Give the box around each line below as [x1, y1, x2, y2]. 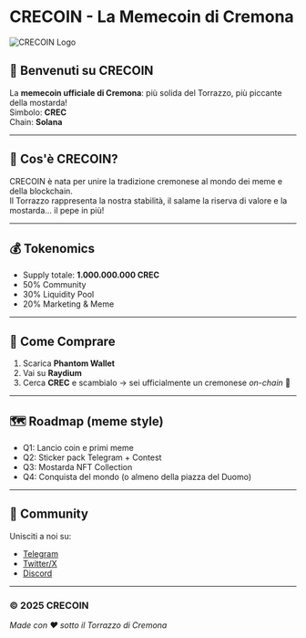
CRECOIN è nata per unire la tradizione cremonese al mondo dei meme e [9, 175, 283, 186]
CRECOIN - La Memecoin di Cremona [9, 6, 294, 27]
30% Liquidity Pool [22, 289, 95, 300]
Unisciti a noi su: [9, 530, 72, 541]
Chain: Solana [9, 116, 63, 127]
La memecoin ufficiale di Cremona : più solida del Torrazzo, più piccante [9, 87, 282, 98]
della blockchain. [9, 185, 73, 196]
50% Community [22, 279, 87, 290]
